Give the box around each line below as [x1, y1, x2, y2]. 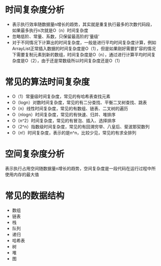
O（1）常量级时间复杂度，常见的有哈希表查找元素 [12, 93, 111, 99]
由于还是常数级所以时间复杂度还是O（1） [41, 58, 123, 63]
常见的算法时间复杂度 [5, 77, 90, 88]
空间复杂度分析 [5, 149, 65, 160]
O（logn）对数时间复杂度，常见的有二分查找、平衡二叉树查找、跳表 [12, 99, 147, 105]
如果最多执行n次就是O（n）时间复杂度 [12, 27, 88, 33]
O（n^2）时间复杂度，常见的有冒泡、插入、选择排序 [12, 117, 116, 124]
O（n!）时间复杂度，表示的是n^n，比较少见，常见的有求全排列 [12, 129, 136, 136]
